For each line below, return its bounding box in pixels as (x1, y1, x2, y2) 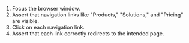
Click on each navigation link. (11, 24, 85, 31)
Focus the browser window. (11, 5, 80, 12)
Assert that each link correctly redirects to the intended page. (11, 30, 164, 37)
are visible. (11, 18, 39, 24)
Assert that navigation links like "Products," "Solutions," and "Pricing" (11, 11, 184, 18)
